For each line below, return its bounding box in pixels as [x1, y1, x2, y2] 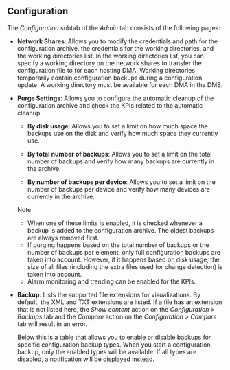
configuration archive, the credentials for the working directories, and [16, 44, 214, 52]
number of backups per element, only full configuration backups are [27, 248, 221, 256]
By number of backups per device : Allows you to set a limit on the [27, 178, 216, 186]
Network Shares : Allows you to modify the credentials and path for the [16, 37, 218, 45]
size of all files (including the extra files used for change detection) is [27, 262, 223, 270]
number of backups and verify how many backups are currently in [27, 157, 215, 165]
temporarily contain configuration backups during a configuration [16, 73, 203, 82]
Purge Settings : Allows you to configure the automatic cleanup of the [16, 94, 214, 102]
